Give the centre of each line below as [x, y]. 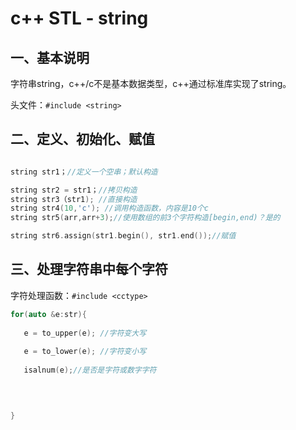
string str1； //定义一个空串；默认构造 [84, 172]
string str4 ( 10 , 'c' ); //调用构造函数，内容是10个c [109, 208]
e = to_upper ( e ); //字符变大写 [85, 333]
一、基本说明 [50, 57]
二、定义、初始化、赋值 [82, 139]
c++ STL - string [79, 18]
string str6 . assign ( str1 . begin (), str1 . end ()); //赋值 [123, 236]
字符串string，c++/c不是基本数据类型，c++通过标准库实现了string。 [151, 83]
